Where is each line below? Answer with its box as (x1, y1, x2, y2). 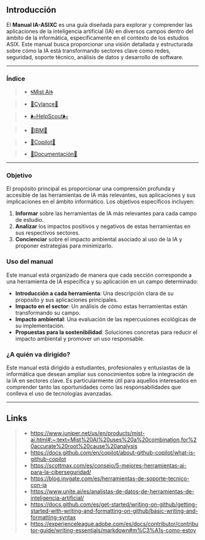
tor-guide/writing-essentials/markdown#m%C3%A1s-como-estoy (30, 527, 196, 534)
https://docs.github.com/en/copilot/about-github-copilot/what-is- (30, 449, 196, 456)
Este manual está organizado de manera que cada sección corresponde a (6, 271, 192, 279)
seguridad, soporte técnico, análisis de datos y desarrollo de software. (6, 53, 184, 60)
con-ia (30, 481, 47, 488)
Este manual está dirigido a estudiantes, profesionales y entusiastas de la (6, 364, 191, 371)
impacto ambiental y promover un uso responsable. (15, 335, 145, 342)
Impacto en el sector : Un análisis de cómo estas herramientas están (15, 302, 188, 310)
